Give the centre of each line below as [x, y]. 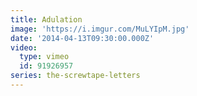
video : [24, 47]
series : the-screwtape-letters [75, 76]
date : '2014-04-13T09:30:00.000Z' [82, 38]
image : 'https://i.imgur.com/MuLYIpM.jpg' [100, 29]
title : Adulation [46, 19]
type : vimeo [44, 57]
